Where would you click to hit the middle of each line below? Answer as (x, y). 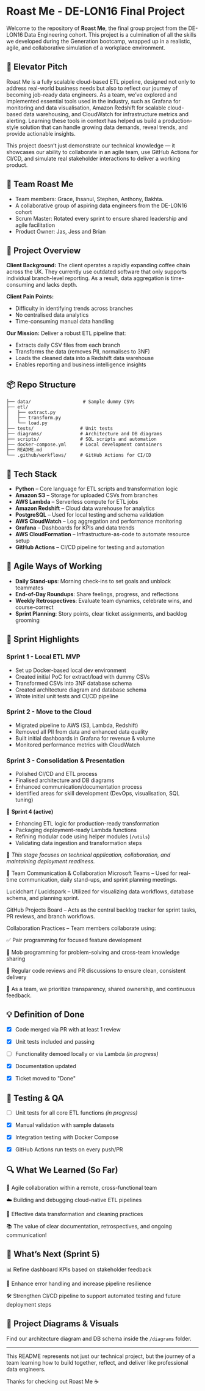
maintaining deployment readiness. (51, 862)
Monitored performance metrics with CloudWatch (77, 745)
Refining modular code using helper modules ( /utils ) (83, 836)
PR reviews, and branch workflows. (51, 917)
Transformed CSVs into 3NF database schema (74, 683)
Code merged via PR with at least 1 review (68, 1029)
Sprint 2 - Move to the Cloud (49, 712)
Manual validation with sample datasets (65, 1125)
